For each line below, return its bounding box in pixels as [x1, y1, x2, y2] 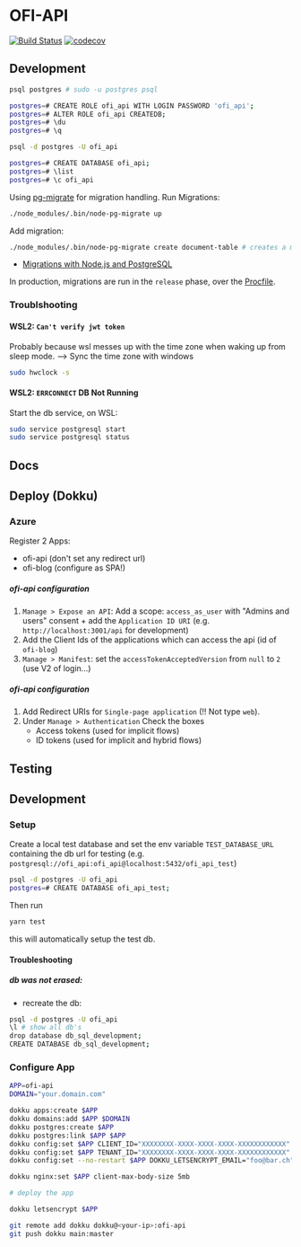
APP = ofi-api [9, 1082, 54, 1091]
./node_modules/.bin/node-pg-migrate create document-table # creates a [9, 243, 287, 252]
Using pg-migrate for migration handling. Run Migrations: [9, 191, 220, 202]
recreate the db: [21, 997, 82, 1008]
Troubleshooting [9, 954, 73, 965]
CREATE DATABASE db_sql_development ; [9, 1039, 150, 1049]
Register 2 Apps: [9, 535, 71, 546]
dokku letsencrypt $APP [9, 1205, 99, 1214]
